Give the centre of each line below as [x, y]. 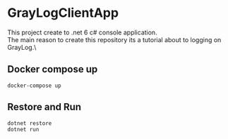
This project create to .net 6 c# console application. [82, 32]
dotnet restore [30, 123]
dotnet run [23, 129]
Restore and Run [44, 107]
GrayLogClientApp [63, 13]
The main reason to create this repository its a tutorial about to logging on [114, 39]
